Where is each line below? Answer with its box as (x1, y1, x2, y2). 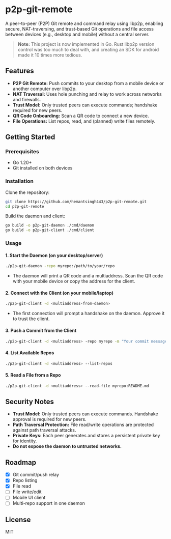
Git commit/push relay (12, 472, 60, 478)
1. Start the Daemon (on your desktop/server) (5, 252, 103, 258)
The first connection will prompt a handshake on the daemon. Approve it (12, 310, 165, 317)
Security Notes (5, 397, 54, 406)
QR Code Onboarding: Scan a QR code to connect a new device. (12, 112, 149, 119)
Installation (5, 178, 34, 185)
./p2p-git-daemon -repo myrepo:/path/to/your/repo (5, 264, 115, 269)
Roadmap (5, 458, 37, 467)
